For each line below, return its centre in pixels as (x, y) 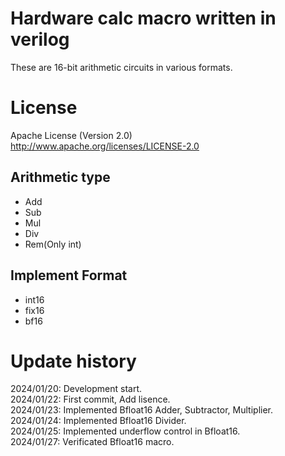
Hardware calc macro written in (143, 18)
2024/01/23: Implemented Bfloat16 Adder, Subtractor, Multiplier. (141, 410)
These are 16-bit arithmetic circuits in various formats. (121, 67)
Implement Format (69, 275)
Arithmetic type (60, 177)
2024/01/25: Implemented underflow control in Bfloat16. (125, 431)
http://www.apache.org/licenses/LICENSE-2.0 (105, 146)
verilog (40, 39)
